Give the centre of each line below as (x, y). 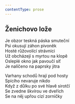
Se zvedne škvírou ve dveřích (34, 91)
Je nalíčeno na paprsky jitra (32, 66)
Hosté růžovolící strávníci (30, 51)
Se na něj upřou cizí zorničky (34, 96)
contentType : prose (25, 9)
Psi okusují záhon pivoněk (31, 46)
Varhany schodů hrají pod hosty (37, 76)
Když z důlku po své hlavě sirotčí (37, 86)
